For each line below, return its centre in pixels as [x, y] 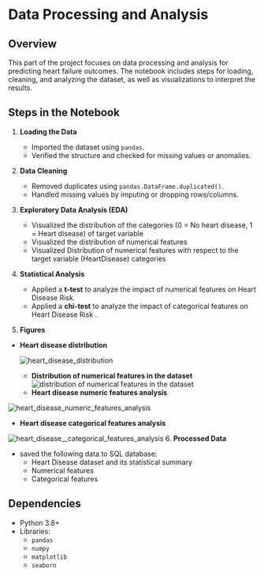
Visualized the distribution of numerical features [109, 242]
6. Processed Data [196, 438]
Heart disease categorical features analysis [93, 423]
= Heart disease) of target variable [87, 233]
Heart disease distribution [63, 344]
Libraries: [35, 531]
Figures [32, 329]
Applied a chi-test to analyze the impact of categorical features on [139, 306]
